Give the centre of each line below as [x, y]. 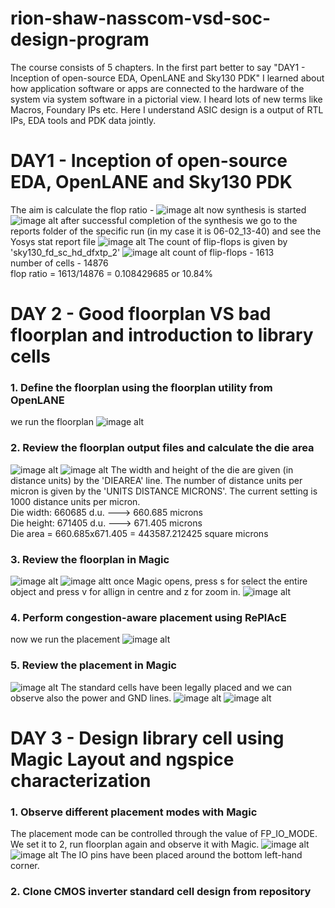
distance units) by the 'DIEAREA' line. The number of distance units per [156, 480]
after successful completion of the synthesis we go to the [179, 220]
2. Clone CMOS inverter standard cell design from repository [161, 891]
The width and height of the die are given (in [202, 469]
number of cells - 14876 [59, 263]
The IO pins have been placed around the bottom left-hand [181, 855]
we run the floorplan [52, 422]
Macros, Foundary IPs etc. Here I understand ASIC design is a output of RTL [167, 109]
